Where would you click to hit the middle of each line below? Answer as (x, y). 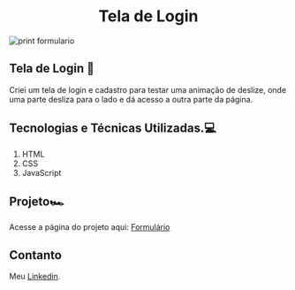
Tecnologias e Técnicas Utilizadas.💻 (113, 129)
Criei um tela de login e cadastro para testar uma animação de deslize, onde (148, 89)
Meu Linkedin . (35, 277)
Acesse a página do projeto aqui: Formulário (90, 227)
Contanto (35, 255)
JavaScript (42, 172)
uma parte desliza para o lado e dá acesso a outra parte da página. (131, 99)
